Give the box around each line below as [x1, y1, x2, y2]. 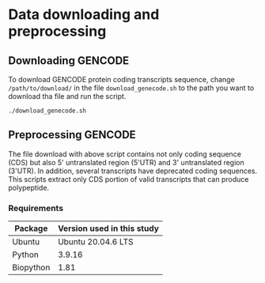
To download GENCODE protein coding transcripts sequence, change [8, 75, 235, 84]
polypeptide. [8, 183, 50, 192]
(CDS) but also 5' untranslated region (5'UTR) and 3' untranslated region [8, 157, 244, 167]
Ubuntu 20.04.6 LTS [58, 236, 134, 247]
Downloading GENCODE [8, 54, 130, 67]
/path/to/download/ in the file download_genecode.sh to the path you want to [8, 83, 255, 92]
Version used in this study [58, 223, 160, 234]
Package [14, 223, 48, 234]
